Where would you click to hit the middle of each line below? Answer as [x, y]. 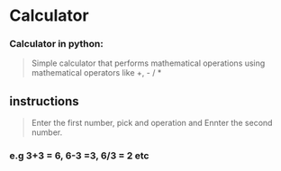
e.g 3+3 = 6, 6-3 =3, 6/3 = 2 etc [79, 156]
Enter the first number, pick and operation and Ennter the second [152, 123]
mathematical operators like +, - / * [96, 73]
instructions [44, 101]
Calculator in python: [56, 44]
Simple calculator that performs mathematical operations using [148, 63]
